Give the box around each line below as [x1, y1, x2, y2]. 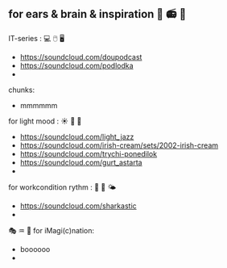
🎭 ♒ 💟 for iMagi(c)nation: [8, 225, 95, 235]
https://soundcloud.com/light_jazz [19, 132, 134, 141]
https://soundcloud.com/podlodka [19, 61, 134, 70]
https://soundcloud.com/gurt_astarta [19, 157, 142, 167]
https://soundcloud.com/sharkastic [19, 201, 137, 211]
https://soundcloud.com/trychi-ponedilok [19, 149, 158, 158]
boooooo [19, 244, 51, 253]
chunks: [8, 85, 35, 94]
